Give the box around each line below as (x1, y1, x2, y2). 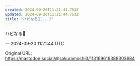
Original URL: (5, 50, 32, 56)
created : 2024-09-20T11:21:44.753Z (5, 7, 79, 12)
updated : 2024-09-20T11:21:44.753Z (5, 12, 79, 17)
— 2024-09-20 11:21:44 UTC (5, 41, 64, 47)
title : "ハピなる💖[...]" (5, 16, 54, 21)
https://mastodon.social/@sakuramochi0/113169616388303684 (5, 56, 135, 62)
